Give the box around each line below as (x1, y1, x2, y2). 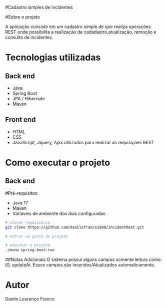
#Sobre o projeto (5, 14, 40, 20)
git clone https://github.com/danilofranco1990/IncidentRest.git (5, 225, 144, 230)
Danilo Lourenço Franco (5, 296, 55, 302)
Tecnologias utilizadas (5, 52, 101, 63)
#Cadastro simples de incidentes (5, 5, 73, 10)
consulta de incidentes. (5, 35, 53, 40)
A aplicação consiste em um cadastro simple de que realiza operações (5, 24, 151, 30)
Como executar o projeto (5, 157, 110, 168)
